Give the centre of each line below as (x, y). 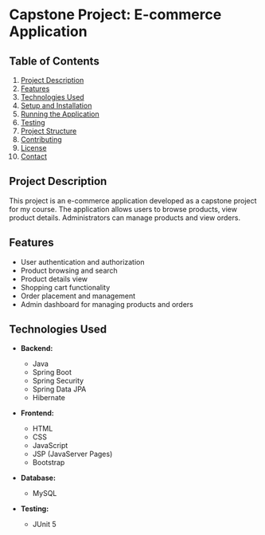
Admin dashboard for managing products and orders (107, 304)
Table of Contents (55, 61)
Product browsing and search (69, 270)
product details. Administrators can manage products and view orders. (125, 218)
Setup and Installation (56, 106)
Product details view (54, 279)
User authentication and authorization (83, 262)
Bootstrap (49, 462)
